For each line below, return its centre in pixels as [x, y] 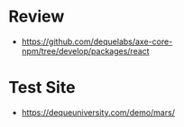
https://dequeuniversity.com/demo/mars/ [98, 112]
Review [37, 17]
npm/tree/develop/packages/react [85, 50]
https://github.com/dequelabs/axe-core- [97, 41]
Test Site [42, 88]
